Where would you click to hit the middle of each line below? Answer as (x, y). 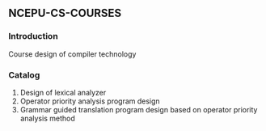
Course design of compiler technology (72, 54)
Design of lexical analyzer (63, 92)
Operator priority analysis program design (90, 101)
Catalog (24, 74)
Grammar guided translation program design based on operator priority (139, 109)
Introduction (33, 36)
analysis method (47, 118)
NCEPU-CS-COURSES (65, 13)
